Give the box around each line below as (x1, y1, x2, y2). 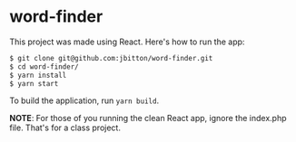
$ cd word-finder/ (9, 62, 79, 71)
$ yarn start (9, 79, 59, 88)
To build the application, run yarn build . (9, 95, 160, 106)
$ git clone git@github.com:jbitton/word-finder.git (9, 53, 213, 62)
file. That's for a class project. (9, 122, 121, 133)
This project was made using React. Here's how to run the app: (9, 36, 245, 47)
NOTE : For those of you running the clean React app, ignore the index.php (9, 113, 287, 124)
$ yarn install (9, 71, 67, 80)
